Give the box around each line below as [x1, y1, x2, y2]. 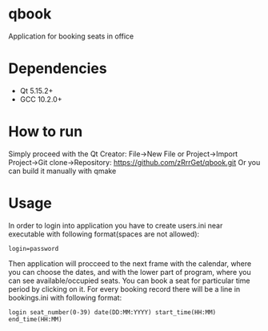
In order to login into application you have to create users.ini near [8, 220, 223, 230]
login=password [8, 244, 59, 252]
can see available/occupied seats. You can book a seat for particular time [8, 276, 250, 285]
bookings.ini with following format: [8, 293, 122, 302]
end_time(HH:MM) [8, 315, 62, 323]
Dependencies [8, 59, 107, 78]
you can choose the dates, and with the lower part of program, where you [8, 267, 252, 277]
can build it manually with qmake [8, 166, 117, 176]
